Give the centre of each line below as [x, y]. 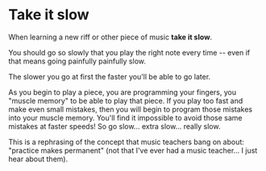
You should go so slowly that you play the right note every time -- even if [129, 52]
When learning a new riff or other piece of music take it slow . [110, 37]
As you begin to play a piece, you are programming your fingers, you [122, 92]
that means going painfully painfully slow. [77, 61]
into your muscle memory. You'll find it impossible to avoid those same [126, 117]
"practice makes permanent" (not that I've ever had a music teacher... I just [133, 150]
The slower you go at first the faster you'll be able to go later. [110, 76]
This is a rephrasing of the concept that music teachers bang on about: [126, 141]
